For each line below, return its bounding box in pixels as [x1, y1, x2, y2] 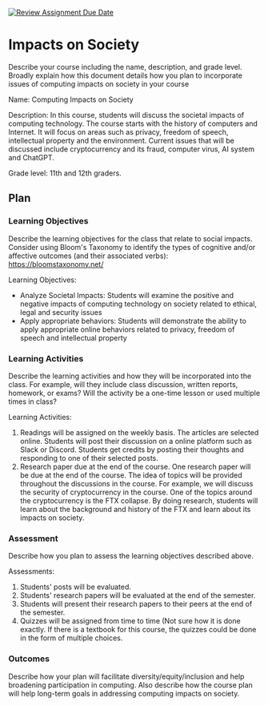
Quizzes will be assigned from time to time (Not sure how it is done [19, 616, 242, 626]
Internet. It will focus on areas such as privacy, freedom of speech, [8, 127, 229, 136]
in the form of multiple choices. [19, 633, 123, 643]
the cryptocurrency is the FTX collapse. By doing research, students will [19, 495, 258, 505]
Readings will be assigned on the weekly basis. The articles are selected [19, 427, 259, 437]
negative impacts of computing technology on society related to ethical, [19, 299, 258, 309]
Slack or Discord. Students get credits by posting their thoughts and [19, 445, 244, 454]
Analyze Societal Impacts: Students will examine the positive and [19, 290, 234, 300]
